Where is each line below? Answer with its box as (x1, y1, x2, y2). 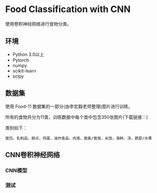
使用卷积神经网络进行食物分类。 (5, 21, 71, 27)
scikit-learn (12, 68, 36, 74)
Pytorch (12, 57, 29, 63)
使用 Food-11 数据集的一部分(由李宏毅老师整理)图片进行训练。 (5, 103, 133, 109)
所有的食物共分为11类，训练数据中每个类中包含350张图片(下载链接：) (5, 114, 148, 120)
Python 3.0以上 (12, 51, 44, 57)
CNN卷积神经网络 (5, 150, 60, 159)
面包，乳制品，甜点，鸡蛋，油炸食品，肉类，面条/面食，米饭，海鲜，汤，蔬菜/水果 (5, 136, 152, 141)
